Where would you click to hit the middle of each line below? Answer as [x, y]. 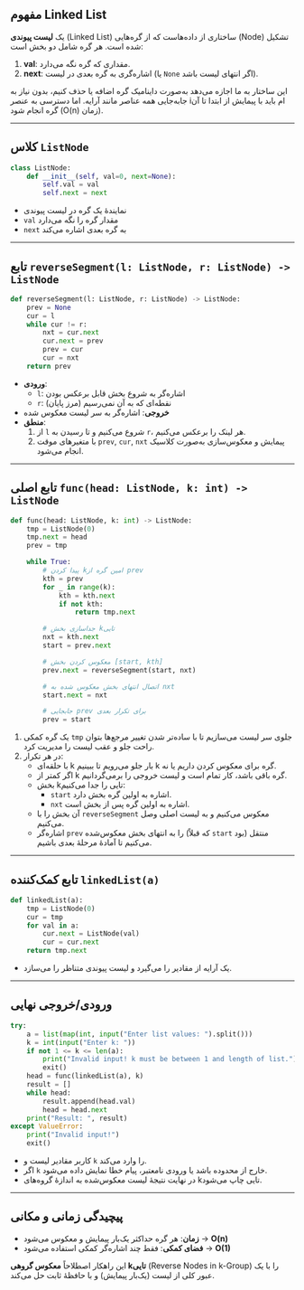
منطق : [34, 422]
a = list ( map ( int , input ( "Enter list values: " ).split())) [140, 1034]
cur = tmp [45, 917]
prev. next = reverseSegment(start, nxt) [120, 670]
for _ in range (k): [79, 587]
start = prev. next [77, 645]
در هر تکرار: [43, 756]
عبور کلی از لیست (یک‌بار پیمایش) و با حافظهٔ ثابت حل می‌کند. [113, 1275]
